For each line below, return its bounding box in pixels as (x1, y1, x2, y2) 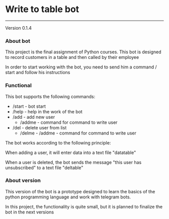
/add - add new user (12, 114, 55, 120)
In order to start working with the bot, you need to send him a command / (5, 64, 157, 70)
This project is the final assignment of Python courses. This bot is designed (5, 49, 162, 55)
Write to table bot (5, 4, 79, 15)
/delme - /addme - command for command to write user (20, 130, 137, 136)
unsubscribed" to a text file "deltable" (5, 165, 83, 171)
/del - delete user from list (12, 124, 67, 130)
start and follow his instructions (5, 69, 70, 76)
